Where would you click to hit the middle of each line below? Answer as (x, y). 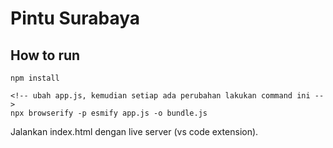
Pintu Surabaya (75, 18)
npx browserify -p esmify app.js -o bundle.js (109, 113)
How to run (45, 55)
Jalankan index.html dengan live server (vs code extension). (134, 131)
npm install (35, 78)
